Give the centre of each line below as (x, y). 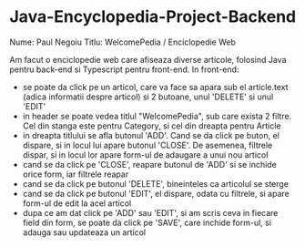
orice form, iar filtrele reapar (76, 174)
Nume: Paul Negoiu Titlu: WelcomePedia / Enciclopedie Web (123, 42)
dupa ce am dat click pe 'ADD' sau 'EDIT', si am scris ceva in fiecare (150, 212)
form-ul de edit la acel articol (77, 203)
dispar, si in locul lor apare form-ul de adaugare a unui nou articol (145, 154)
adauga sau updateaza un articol (84, 232)
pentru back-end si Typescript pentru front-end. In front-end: (124, 69)
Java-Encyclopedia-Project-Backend (153, 17)
